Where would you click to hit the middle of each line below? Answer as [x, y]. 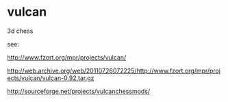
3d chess [20, 31]
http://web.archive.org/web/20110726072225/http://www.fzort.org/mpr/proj [114, 71]
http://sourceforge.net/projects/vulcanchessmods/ [79, 91]
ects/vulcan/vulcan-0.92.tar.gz [51, 78]
